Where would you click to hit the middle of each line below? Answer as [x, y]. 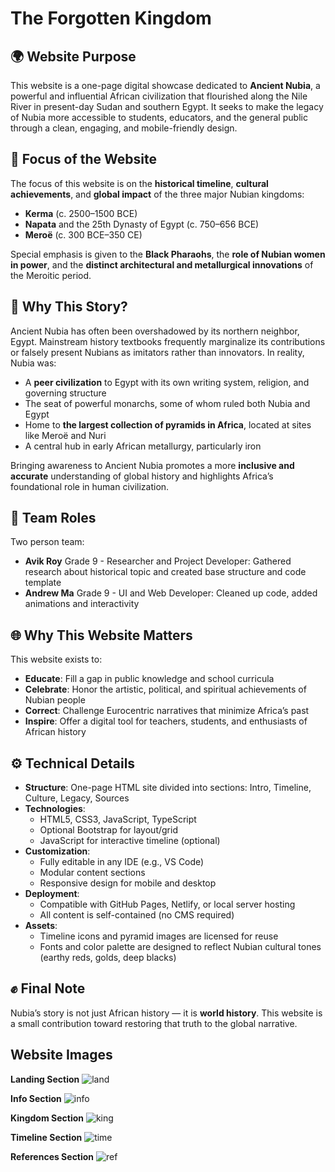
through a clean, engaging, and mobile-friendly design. [124, 128]
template [43, 583]
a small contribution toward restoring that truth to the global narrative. [154, 1023]
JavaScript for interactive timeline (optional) [130, 841]
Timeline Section [46, 1137]
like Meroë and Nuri [65, 435]
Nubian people [55, 700]
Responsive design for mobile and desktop [128, 883]
